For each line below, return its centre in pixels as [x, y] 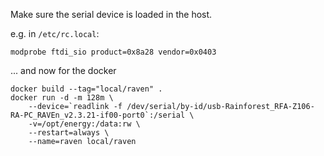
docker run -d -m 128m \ [62, 98]
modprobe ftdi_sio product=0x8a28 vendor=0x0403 [113, 52]
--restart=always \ [69, 133]
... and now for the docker [63, 70]
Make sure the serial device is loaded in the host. [111, 14]
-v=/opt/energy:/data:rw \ [84, 124]
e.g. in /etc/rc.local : [55, 33]
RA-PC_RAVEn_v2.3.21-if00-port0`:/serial [98, 115]
